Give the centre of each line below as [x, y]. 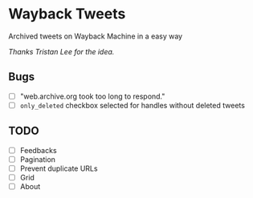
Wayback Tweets [67, 14]
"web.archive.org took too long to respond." [92, 96]
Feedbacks [39, 150]
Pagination [38, 159]
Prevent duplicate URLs [59, 168]
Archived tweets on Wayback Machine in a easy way [96, 36]
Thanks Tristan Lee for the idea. [61, 51]
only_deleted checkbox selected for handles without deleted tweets [132, 105]
